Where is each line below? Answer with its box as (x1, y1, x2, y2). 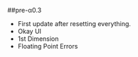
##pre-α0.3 (7, 6, 42, 14)
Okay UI (17, 27, 41, 35)
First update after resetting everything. (17, 20, 132, 27)
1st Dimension (17, 34, 59, 43)
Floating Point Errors (17, 42, 78, 50)
